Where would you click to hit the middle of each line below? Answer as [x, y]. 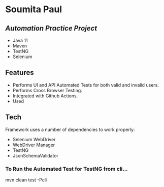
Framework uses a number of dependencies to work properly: [70, 129]
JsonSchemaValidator [35, 155]
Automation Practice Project [51, 28]
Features [20, 73]
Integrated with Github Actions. [45, 96]
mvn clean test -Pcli [26, 180]
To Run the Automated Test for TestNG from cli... [67, 169]
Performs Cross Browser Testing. [47, 90]
